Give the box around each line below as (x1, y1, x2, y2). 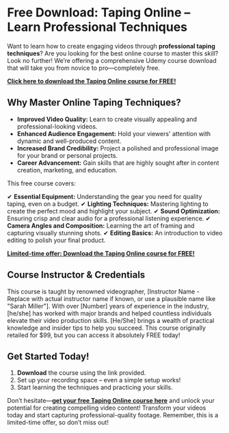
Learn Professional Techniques (7, 19, 188, 35)
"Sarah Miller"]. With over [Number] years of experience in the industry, (7, 302, 210, 310)
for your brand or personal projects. (16, 151, 118, 159)
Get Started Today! (7, 350, 90, 362)
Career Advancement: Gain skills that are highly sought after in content (16, 159, 219, 167)
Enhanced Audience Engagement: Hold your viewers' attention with (16, 129, 211, 137)
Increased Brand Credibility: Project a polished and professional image (16, 144, 219, 152)
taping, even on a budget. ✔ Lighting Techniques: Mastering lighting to (7, 200, 208, 208)
